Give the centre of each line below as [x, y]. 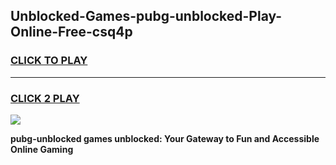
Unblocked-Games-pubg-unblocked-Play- [146, 16]
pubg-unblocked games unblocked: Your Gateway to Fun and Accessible [165, 138]
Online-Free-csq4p [71, 32]
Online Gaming [42, 149]
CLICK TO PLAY [49, 61]
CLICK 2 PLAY [45, 98]
